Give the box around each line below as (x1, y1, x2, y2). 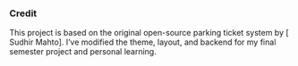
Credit (9, 7, 38, 20)
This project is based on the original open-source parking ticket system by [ (9, 28, 289, 38)
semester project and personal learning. (9, 46, 157, 57)
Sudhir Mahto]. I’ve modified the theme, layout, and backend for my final (9, 37, 277, 47)
